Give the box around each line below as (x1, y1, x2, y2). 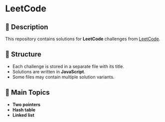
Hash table (12, 107, 36, 113)
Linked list (12, 112, 35, 118)
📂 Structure (5, 50, 41, 59)
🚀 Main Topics (5, 88, 50, 97)
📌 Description (5, 23, 48, 31)
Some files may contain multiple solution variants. (12, 74, 115, 80)
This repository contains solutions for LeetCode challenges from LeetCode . (5, 36, 161, 42)
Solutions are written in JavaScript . (12, 68, 86, 74)
